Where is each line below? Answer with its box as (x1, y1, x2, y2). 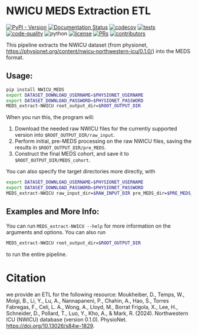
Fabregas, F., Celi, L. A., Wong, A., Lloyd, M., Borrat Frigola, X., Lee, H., (6, 303, 178, 310)
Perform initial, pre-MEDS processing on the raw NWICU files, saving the (14, 137, 192, 145)
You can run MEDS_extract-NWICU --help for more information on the (6, 222, 171, 229)
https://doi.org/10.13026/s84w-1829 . (6, 322, 95, 329)
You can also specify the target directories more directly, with (6, 168, 156, 175)
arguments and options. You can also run (6, 228, 106, 235)
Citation (6, 271, 46, 284)
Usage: (6, 71, 34, 81)
